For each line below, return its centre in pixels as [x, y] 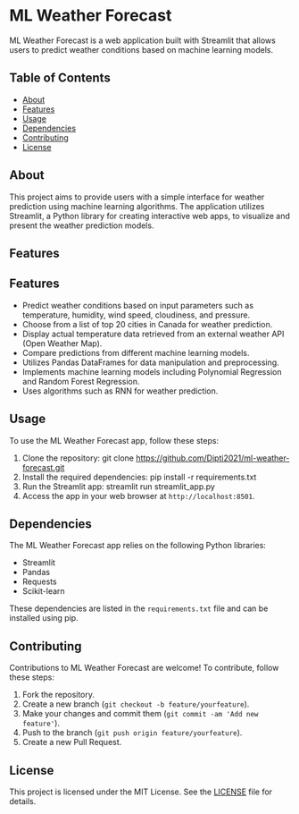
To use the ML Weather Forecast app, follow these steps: [114, 440]
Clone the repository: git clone [78, 458]
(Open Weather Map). [62, 343]
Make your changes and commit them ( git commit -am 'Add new [140, 714]
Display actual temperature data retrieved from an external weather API [153, 334]
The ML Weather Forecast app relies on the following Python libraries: [137, 546]
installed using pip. [44, 618]
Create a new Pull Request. [72, 742]
